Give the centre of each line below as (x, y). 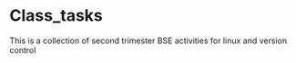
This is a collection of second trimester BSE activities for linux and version (148, 40)
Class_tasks (56, 16)
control (23, 49)
